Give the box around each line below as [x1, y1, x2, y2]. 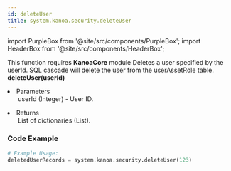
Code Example [7, 133, 59, 143]
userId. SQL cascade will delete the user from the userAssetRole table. [7, 66, 215, 74]
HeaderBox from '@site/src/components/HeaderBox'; [7, 44, 165, 53]
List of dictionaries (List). [17, 115, 91, 125]
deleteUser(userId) [7, 73, 65, 82]
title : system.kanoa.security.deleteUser [7, 17, 132, 24]
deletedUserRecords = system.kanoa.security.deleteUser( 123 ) [7, 156, 193, 164]
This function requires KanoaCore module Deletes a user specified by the [7, 58, 224, 66]
